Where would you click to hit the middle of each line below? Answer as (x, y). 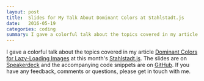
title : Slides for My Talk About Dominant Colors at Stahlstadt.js (95, 18)
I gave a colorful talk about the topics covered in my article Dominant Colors (102, 52)
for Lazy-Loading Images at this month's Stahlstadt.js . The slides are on (97, 58)
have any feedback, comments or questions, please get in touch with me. (99, 71)
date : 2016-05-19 (31, 23)
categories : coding (31, 29)
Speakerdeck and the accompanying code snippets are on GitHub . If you (98, 65)
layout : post (23, 12)
